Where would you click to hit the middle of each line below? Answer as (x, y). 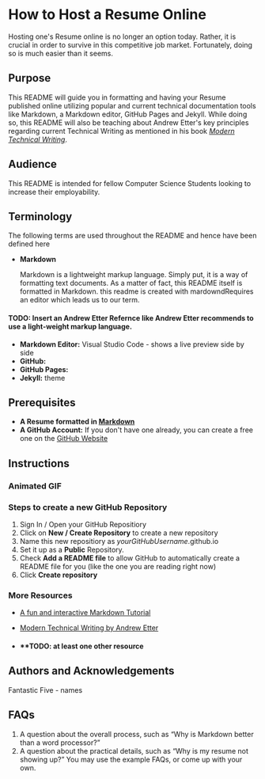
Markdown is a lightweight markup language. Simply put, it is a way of (134, 275)
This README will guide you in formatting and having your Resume (117, 97)
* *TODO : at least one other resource (81, 646)
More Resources (40, 595)
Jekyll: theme (42, 378)
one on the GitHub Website (64, 439)
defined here (29, 244)
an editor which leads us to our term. (79, 300)
